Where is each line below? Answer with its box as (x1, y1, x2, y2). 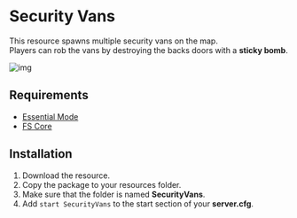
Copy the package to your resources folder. (21, 179, 182, 190)
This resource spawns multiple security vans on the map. (9, 35, 219, 46)
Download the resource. (21, 170, 111, 181)
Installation (9, 146, 73, 161)
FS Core (21, 121, 52, 131)
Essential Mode (21, 111, 79, 121)
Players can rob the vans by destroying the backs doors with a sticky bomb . (9, 44, 288, 55)
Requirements (9, 88, 89, 103)
